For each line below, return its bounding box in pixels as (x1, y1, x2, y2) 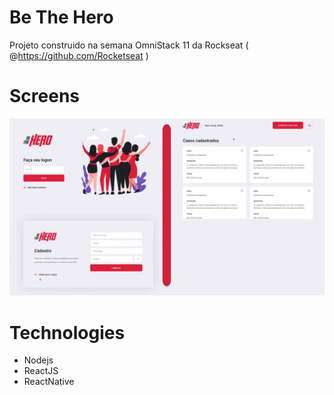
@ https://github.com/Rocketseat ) (9, 49, 149, 61)
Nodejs (23, 354, 54, 366)
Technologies (9, 321, 126, 344)
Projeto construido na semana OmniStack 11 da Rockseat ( (9, 39, 249, 51)
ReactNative (23, 376, 75, 388)
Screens (9, 85, 80, 108)
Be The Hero (9, 6, 114, 29)
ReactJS (23, 365, 59, 377)
